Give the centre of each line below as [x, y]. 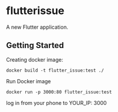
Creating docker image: [35, 59]
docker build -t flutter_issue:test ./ [55, 70]
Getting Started [35, 45]
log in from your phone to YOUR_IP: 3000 [57, 103]
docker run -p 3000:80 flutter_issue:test [59, 92]
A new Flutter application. [37, 27]
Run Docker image [29, 81]
